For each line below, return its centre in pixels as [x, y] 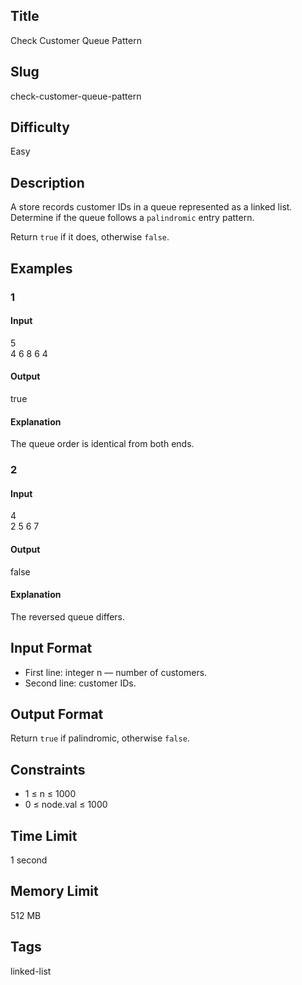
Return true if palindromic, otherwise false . [100, 738]
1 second [29, 860]
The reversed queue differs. [68, 616]
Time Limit [44, 835]
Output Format [57, 714]
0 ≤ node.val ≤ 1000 [66, 805]
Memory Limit [54, 891]
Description [47, 182]
